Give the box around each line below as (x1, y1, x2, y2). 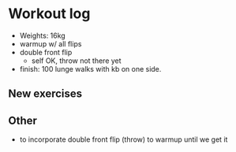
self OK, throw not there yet (31, 56, 122, 65)
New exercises (8, 87, 83, 101)
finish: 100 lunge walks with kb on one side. (19, 64, 162, 73)
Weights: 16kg (19, 31, 66, 40)
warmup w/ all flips (19, 39, 82, 48)
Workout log (8, 5, 91, 23)
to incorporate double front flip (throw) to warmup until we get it (19, 135, 228, 144)
